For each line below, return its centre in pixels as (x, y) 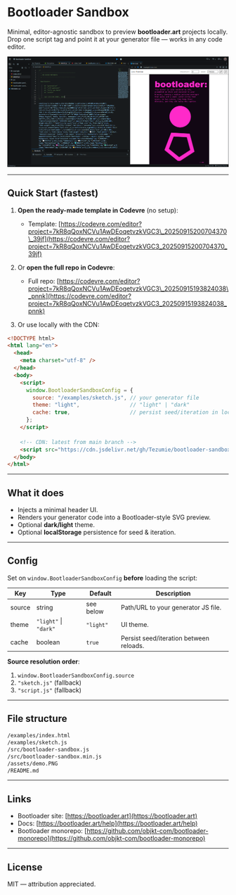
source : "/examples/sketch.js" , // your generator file (116, 398)
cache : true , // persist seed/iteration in (125, 412)
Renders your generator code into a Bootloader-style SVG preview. (114, 517)
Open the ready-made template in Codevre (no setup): (98, 210)
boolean (48, 642)
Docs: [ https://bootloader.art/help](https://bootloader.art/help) (107, 823)
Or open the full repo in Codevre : (66, 267)
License (25, 867)
